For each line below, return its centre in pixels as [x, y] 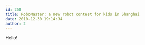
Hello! [11, 38]
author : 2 [16, 24]
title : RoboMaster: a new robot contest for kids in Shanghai [72, 14]
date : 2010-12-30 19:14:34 [34, 19]
